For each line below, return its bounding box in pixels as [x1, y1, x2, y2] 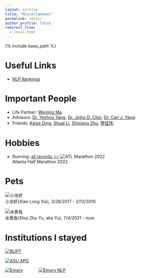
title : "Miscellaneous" [5, 12, 53, 17]
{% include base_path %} [5, 43, 56, 49]
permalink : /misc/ [5, 16, 42, 21]
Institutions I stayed [5, 232, 87, 243]
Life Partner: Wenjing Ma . [12, 109, 63, 115]
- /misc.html [9, 30, 36, 35]
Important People [5, 93, 77, 104]
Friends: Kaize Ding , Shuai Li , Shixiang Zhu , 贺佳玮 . [12, 120, 115, 126]
